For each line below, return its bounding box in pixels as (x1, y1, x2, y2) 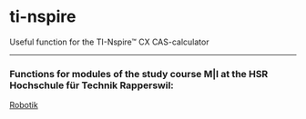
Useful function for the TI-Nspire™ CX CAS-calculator (9, 36, 209, 47)
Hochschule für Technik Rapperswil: (9, 79, 175, 92)
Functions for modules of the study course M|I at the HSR (9, 67, 269, 80)
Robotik (9, 100, 38, 111)
